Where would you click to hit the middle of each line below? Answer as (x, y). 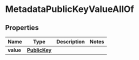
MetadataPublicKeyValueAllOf (69, 9)
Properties (22, 28)
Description (70, 42)
